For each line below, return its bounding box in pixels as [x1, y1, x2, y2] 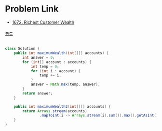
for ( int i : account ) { [30, 68, 81, 73]
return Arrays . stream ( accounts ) [22, 108, 88, 114]
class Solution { [5, 46, 40, 51]
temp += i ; [39, 73, 62, 78]
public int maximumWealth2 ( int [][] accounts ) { [13, 104, 111, 109]
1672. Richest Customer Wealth [12, 19, 75, 25]
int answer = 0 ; [22, 55, 55, 60]
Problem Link [5, 3, 59, 14]
